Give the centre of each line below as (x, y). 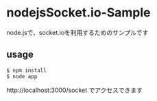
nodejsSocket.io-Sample (78, 13)
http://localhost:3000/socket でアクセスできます (75, 90)
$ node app (22, 76)
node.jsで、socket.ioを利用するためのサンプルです (77, 32)
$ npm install (27, 70)
